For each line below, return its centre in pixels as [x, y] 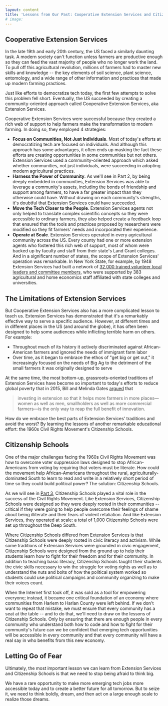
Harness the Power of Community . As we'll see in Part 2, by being [81, 176]
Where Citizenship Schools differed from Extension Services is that [74, 535]
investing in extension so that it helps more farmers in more [78, 398]
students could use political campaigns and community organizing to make [82, 577]
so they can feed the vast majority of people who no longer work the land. [81, 62]
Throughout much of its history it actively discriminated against [77, 347]
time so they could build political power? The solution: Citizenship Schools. [82, 483]
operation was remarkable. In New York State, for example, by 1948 [82, 261]
